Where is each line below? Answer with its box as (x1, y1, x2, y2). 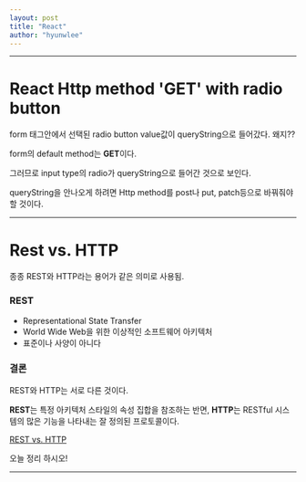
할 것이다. (9, 198, 44, 210)
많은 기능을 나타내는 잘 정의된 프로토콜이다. (25, 415, 180, 426)
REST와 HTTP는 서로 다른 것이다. (9, 384, 129, 395)
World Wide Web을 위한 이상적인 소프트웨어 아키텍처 (22, 326, 213, 337)
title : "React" (9, 22, 67, 31)
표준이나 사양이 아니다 (22, 337, 102, 348)
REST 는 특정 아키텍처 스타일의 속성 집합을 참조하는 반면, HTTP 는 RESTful (9, 403, 273, 415)
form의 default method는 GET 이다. (9, 148, 137, 160)
